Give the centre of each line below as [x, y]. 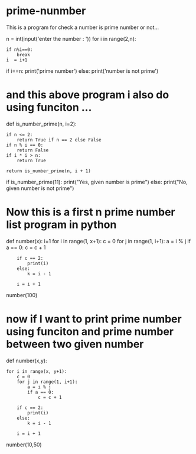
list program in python [61, 225]
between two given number [75, 344]
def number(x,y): [27, 360]
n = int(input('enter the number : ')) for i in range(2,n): [71, 38]
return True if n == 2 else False [59, 140]
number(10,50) [24, 445]
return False [33, 150]
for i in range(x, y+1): [37, 371]
